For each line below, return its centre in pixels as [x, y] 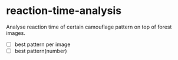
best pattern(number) [41, 51]
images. [16, 33]
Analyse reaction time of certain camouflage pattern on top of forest [89, 27]
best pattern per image [42, 44]
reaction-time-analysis [64, 11]
